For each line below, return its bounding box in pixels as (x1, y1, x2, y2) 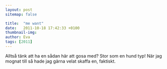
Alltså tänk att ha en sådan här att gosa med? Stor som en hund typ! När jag (5, 53, 162, 59)
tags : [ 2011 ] (5, 39, 33, 45)
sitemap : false (5, 12, 37, 17)
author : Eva (5, 35, 30, 40)
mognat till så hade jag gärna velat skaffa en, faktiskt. (5, 58, 116, 64)
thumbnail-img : (5, 30, 37, 35)
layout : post (5, 7, 33, 12)
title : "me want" (5, 21, 44, 26)
